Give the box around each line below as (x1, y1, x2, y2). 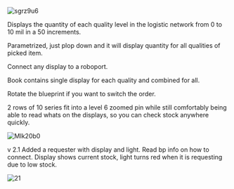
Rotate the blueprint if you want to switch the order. (7, 90, 156, 98)
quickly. (7, 118, 30, 126)
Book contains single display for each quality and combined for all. (7, 76, 200, 84)
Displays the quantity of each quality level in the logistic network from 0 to (7, 20, 223, 28)
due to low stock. (7, 160, 58, 169)
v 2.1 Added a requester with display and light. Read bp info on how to (7, 145, 209, 154)
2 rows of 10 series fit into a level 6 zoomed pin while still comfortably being (7, 103, 227, 112)
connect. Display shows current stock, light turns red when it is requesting (7, 153, 223, 161)
